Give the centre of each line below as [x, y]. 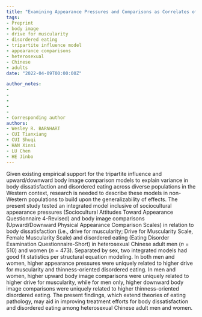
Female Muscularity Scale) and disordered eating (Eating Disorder [88, 237]
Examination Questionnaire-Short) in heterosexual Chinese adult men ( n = [98, 244]
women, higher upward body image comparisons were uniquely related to [98, 276]
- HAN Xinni [21, 145]
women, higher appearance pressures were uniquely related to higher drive [100, 263]
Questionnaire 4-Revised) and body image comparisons [76, 218]
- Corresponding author [36, 118]
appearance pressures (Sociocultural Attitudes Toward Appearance [90, 212]
